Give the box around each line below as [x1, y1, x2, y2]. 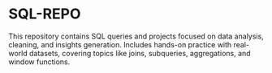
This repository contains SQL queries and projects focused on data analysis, [8, 31, 264, 41]
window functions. [8, 57, 71, 67]
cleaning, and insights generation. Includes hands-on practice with [8, 39, 232, 49]
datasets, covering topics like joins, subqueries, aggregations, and [28, 48, 251, 58]
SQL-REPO [8, 5, 81, 23]
